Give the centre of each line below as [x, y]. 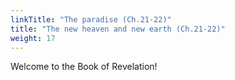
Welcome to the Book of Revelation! [84, 67]
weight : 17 [33, 38]
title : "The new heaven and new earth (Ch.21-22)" [118, 29]
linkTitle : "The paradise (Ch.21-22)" [91, 19]
